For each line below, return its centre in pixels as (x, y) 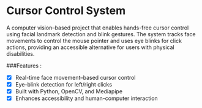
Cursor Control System (66, 11)
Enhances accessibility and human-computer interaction (86, 98)
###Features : (24, 66)
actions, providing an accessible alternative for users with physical (90, 47)
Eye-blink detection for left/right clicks (63, 84)
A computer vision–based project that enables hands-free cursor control (98, 28)
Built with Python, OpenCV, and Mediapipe (69, 91)
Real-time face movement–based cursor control (75, 77)
